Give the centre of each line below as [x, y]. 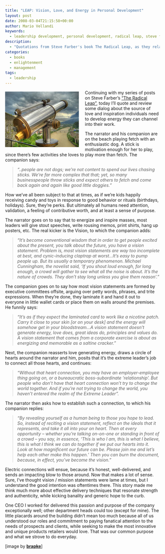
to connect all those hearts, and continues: [48, 363]
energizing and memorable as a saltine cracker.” [67, 343]
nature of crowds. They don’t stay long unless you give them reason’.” [88, 277]
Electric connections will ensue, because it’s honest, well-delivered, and [78, 469]
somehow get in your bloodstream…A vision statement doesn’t [81, 327]
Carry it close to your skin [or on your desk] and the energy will [81, 322]
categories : [17, 52]
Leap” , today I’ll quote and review [119, 103]
